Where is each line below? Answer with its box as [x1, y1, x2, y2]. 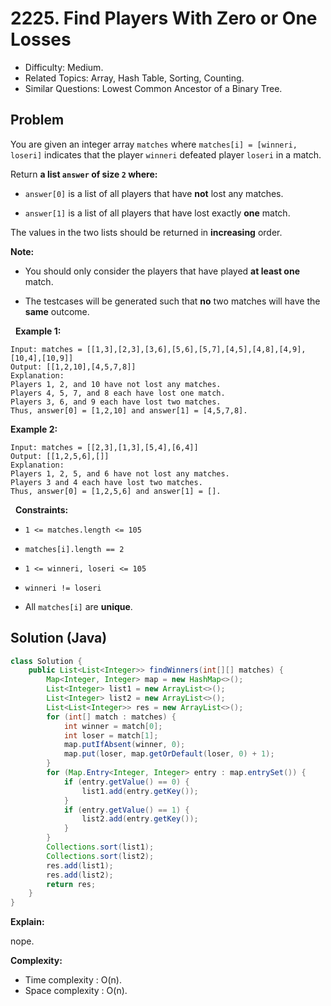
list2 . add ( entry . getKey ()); [81, 814, 199, 824]
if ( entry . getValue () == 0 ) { [63, 777, 190, 787]
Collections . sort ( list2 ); [46, 851, 155, 861]
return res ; [46, 879, 97, 889]
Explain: [10, 916, 45, 928]
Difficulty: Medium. [24, 61, 104, 73]
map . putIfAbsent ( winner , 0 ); [63, 740, 186, 750]
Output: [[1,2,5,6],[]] [10, 451, 110, 461]
